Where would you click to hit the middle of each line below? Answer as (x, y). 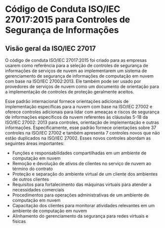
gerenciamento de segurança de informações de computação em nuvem (80, 76)
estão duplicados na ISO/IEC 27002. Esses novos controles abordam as (78, 138)
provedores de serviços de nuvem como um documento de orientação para (82, 87)
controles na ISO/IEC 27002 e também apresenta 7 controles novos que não (82, 133)
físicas (19, 221)
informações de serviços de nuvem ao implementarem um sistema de (76, 71)
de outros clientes (31, 179)
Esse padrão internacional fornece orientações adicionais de (67, 101)
